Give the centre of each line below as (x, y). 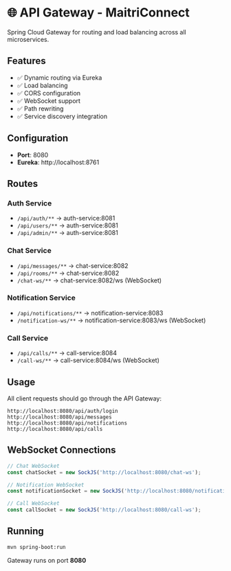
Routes (23, 183)
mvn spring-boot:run (37, 547)
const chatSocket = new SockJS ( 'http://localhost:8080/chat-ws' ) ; (104, 472)
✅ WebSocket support (49, 100)
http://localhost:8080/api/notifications (67, 423)
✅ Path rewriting (40, 109)
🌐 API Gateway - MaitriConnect (99, 13)
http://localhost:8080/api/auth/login (63, 411)
